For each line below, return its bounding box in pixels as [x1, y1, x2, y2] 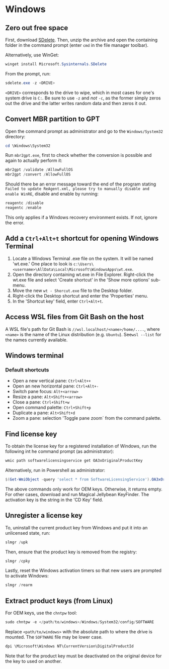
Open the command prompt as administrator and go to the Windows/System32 [5, 128, 163, 134]
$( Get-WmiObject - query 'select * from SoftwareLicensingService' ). [5, 476, 152, 482]
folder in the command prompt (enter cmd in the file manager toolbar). [5, 42, 149, 48]
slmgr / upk [5, 539, 28, 545]
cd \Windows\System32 [5, 143, 51, 148]
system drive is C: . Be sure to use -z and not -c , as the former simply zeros [5, 94, 161, 101]
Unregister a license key [5, 511, 83, 520]
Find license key [5, 430, 57, 438]
